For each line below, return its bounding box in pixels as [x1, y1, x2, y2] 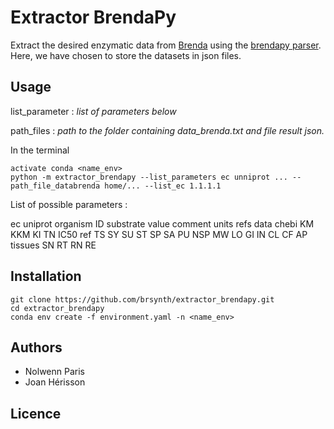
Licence [10, 405, 62, 422]
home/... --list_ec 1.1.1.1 [104, 181, 222, 191]
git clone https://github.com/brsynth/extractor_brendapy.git [10, 294, 275, 305]
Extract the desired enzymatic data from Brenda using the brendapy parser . [10, 39, 322, 51]
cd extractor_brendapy [10, 303, 105, 313]
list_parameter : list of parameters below [10, 105, 177, 117]
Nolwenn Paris [24, 366, 85, 378]
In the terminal [10, 144, 70, 156]
